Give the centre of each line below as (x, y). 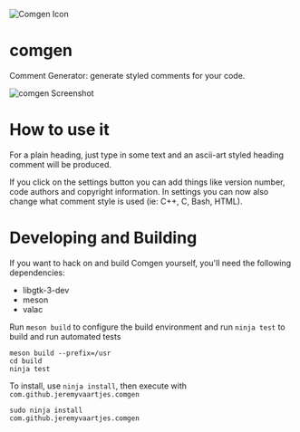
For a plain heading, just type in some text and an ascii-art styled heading (146, 155)
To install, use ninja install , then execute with (98, 386)
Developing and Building (103, 238)
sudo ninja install (46, 410)
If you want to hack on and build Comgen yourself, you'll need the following (150, 263)
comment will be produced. (60, 164)
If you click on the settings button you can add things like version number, (147, 182)
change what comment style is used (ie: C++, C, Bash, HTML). (126, 201)
